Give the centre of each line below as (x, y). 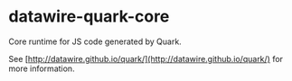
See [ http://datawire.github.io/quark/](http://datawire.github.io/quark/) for (146, 58)
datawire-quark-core (89, 17)
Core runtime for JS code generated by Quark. (95, 41)
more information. (42, 68)
